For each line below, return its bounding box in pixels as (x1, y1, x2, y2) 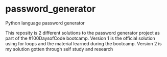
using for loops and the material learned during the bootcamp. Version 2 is (5, 40, 162, 46)
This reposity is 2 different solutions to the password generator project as (5, 30, 160, 36)
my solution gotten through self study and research (5, 46, 113, 52)
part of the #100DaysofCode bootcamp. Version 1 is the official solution (5, 35, 156, 41)
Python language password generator (5, 20, 85, 26)
